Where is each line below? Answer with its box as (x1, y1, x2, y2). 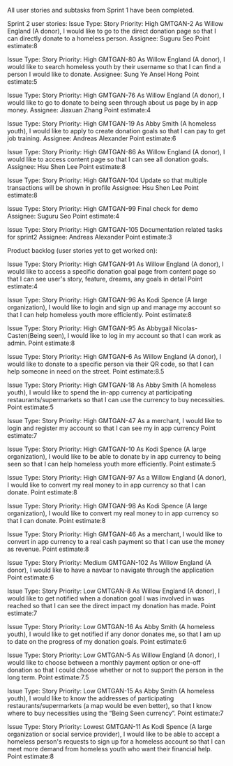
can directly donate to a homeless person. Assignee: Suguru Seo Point (7, 34, 211, 43)
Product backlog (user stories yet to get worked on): (7, 246, 158, 254)
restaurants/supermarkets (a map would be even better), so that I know (7, 702, 212, 709)
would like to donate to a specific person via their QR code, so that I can (7, 360, 214, 368)
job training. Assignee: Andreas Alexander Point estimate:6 (7, 134, 176, 142)
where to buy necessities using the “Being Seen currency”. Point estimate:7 (7, 709, 224, 717)
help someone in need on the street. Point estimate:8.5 (7, 367, 165, 376)
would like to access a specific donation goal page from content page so (7, 267, 216, 275)
